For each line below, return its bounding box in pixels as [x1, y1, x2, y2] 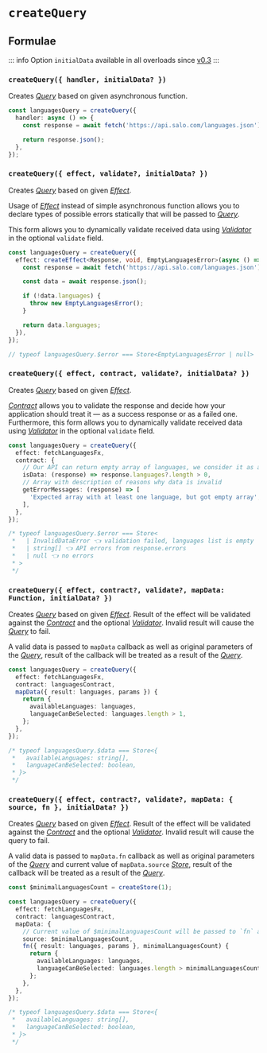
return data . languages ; [22, 321, 102, 329]
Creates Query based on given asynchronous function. [8, 91, 188, 101]
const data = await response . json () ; [22, 278, 148, 286]
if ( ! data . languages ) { [22, 292, 102, 300]
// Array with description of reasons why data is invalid [22, 479, 222, 487]
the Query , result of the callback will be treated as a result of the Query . [8, 650, 243, 659]
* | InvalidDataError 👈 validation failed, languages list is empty [11, 537, 254, 546]
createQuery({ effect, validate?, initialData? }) [8, 169, 208, 178]
